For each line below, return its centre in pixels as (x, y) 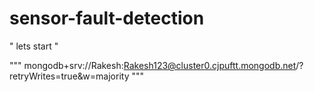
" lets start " (34, 46)
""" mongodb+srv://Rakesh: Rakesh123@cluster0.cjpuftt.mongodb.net (153, 65)
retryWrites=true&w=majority (69, 76)
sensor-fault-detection (107, 18)
